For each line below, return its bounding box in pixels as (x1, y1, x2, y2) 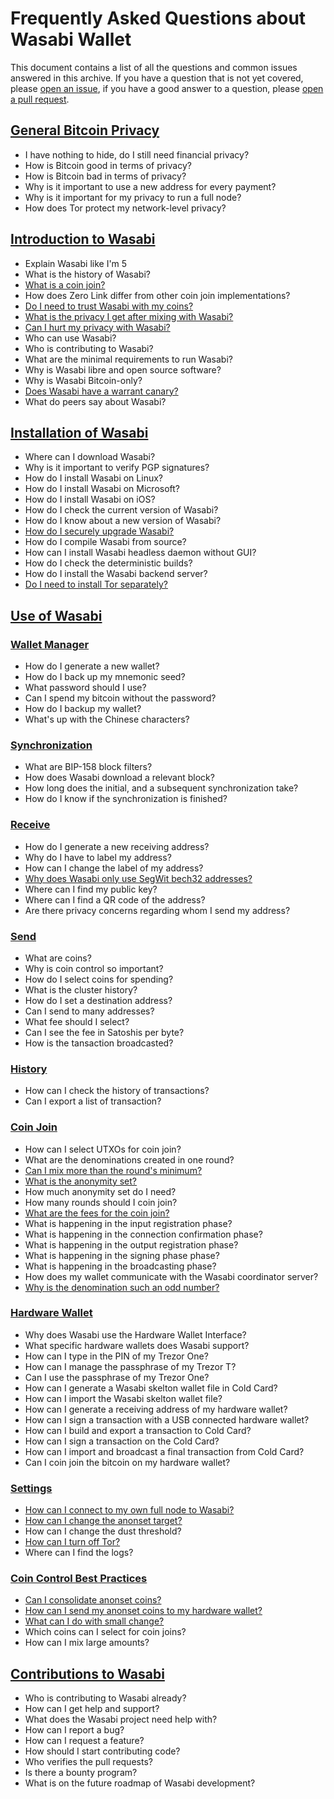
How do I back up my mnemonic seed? (24, 671, 186, 683)
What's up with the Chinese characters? (24, 713, 190, 726)
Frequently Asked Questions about (10, 7, 307, 30)
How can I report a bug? (24, 1724, 125, 1736)
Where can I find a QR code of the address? (24, 893, 206, 906)
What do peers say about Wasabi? (24, 395, 167, 407)
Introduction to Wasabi (10, 231, 156, 248)
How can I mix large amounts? (24, 1637, 150, 1649)
